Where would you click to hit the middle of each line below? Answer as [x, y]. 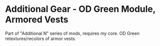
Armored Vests [37, 20]
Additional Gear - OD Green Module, [80, 9]
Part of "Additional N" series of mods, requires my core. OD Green [72, 33]
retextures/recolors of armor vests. [41, 39]
